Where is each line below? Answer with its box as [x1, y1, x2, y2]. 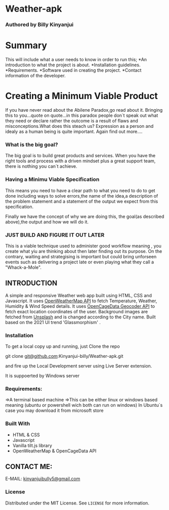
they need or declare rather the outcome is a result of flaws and [5, 117, 138, 124]
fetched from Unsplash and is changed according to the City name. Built [5, 314, 156, 320]
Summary [5, 40, 47, 51]
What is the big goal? [5, 141, 58, 148]
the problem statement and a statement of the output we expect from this [5, 198, 158, 204]
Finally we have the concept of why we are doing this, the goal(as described [5, 213, 164, 219]
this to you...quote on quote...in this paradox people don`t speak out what [5, 112, 158, 118]
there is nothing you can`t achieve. [5, 163, 77, 169]
